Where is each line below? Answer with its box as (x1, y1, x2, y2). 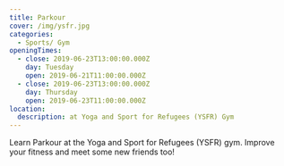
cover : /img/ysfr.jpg (9, 21, 90, 30)
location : (9, 104, 47, 113)
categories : (9, 29, 54, 38)
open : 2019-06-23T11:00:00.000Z (25, 95, 146, 105)
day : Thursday (25, 87, 78, 96)
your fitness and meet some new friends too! (9, 146, 175, 157)
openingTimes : (9, 46, 63, 55)
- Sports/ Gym (17, 37, 70, 47)
